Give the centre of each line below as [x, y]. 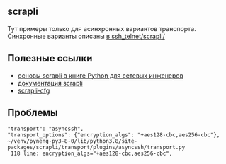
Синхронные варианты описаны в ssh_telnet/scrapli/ [86, 36]
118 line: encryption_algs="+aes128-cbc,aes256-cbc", [91, 154]
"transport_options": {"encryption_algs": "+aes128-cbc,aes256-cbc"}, [114, 135]
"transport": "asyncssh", [45, 129]
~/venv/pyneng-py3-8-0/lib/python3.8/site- [73, 141]
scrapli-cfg [34, 90]
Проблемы [33, 113]
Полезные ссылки [50, 58]
